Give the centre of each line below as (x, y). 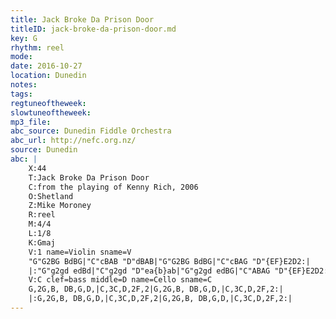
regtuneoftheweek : (48, 103)
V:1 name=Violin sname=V (80, 252)
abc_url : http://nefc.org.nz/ (73, 141)
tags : (21, 94)
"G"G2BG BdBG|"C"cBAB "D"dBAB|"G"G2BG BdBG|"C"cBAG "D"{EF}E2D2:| (169, 261)
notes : (24, 85)
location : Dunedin (48, 76)
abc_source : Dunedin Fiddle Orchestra (91, 131)
